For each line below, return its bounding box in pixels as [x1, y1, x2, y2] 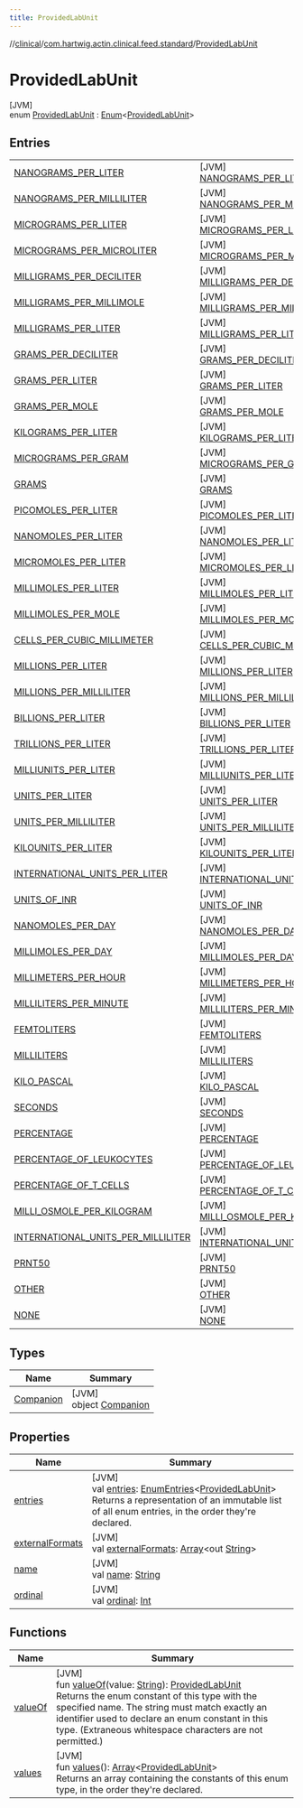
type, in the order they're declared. [55, 1783, 203, 1795]
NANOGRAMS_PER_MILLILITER [14, 192, 147, 205]
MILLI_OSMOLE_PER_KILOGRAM [14, 1205, 153, 1217]
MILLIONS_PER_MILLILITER [14, 685, 131, 698]
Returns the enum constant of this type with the [55, 1690, 258, 1702]
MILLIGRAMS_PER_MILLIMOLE [14, 296, 145, 309]
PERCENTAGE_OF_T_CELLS [14, 1179, 130, 1192]
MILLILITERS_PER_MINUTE [14, 997, 129, 1010]
